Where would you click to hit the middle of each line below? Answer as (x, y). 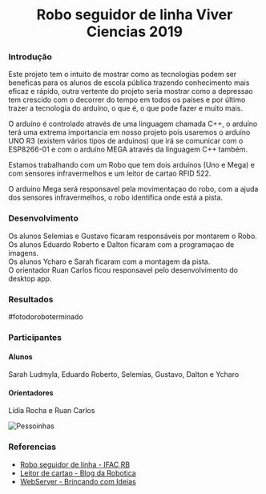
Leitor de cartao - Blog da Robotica (78, 473)
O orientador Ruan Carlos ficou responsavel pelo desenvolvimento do (123, 269)
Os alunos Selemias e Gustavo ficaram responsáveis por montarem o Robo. (133, 236)
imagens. (23, 253)
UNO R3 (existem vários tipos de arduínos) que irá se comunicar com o (126, 141)
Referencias (32, 447)
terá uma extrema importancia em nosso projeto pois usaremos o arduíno (129, 132)
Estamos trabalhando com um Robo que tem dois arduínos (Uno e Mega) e (131, 165)
